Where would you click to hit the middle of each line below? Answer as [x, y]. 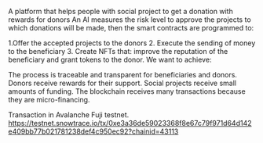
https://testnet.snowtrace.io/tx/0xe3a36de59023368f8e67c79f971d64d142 [130, 123]
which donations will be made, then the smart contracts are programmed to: [131, 28]
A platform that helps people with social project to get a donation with [121, 11]
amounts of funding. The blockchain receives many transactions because [127, 91]
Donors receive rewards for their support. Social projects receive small [122, 83]
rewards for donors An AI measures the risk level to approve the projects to [130, 20]
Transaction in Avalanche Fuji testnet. [69, 115]
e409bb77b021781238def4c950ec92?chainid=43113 [93, 131]
